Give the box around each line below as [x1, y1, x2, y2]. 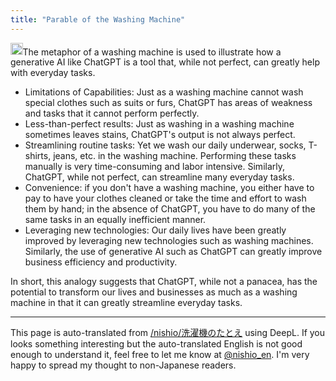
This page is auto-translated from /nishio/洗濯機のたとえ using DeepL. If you [10, 327, 326, 339]
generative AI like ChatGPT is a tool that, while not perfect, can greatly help [10, 56, 320, 68]
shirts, [24, 150, 52, 162]
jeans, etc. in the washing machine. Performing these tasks [53, 150, 297, 162]
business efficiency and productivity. [24, 256, 178, 268]
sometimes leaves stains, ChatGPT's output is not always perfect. [24, 129, 296, 141]
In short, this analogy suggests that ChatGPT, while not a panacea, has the [10, 276, 318, 288]
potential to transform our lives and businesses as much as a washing [10, 286, 298, 298]
